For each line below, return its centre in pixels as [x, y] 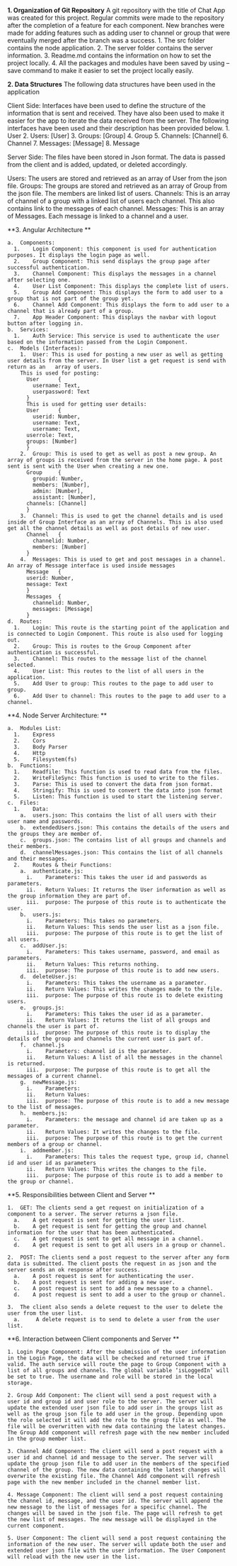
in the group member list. [47, 1439]
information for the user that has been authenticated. [91, 1233]
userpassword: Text [62, 392]
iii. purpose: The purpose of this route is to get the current [124, 1138]
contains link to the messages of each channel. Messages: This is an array [116, 208]
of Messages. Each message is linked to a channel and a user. [98, 216]
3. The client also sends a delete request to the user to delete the [115, 1307]
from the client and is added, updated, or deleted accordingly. [97, 165]
